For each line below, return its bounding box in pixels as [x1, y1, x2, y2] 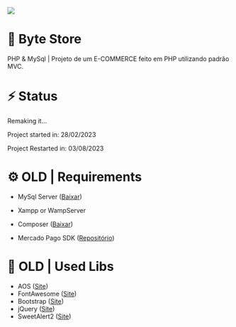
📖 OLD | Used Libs [7, 259, 115, 275]
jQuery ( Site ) [17, 304, 55, 313]
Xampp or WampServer [17, 206, 86, 214]
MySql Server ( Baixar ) [17, 192, 83, 201]
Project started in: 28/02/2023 [7, 130, 96, 138]
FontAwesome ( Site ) [17, 289, 77, 298]
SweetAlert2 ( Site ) [17, 312, 72, 321]
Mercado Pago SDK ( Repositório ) [17, 233, 115, 242]
